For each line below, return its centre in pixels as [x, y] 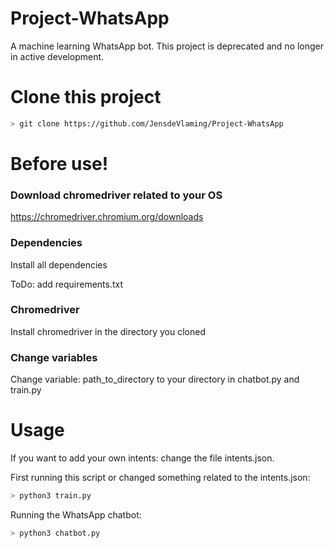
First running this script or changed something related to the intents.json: [160, 478]
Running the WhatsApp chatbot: [76, 514]
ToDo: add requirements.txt [67, 284]
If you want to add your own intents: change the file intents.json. [142, 458]
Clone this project [86, 97]
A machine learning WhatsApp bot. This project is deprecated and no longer [167, 46]
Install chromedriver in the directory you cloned [108, 331]
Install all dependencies [59, 264]
